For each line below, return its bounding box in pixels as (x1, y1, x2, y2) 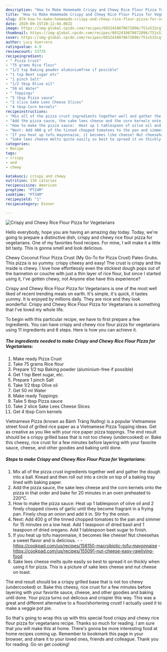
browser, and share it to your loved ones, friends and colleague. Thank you (5, 636, 159, 642)
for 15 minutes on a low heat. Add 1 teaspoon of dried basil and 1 (12, 522, 145, 528)
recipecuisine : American (5, 183, 57, 188)
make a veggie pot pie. (5, 605, 53, 611)
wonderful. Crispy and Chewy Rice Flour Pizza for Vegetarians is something (5, 301, 161, 307)
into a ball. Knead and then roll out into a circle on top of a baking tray (12, 474, 156, 480)
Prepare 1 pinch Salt (12, 377, 54, 383)
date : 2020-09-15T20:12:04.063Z (5, 21, 72, 26)
